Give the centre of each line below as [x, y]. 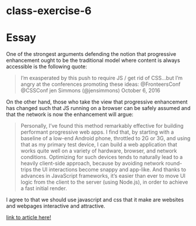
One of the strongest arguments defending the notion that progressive [91, 54]
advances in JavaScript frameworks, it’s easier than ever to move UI [103, 176]
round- [174, 164]
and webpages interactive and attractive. [56, 206]
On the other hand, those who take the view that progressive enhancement [97, 102]
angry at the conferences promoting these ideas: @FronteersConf [100, 84]
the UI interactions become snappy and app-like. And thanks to [110, 169]
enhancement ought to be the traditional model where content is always [93, 61]
